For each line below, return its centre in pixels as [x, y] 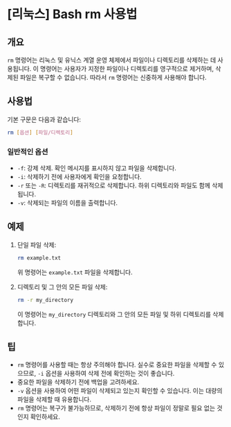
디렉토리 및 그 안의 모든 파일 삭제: [62, 287]
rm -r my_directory [45, 300]
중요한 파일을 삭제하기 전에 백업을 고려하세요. [78, 382]
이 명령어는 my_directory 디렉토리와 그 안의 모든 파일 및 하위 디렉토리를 [114, 314]
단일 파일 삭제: [37, 244]
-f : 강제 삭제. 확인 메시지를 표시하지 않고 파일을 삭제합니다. [96, 168]
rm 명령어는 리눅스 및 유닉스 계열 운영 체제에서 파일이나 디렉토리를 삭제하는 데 [112, 60]
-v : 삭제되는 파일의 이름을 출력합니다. [67, 203]
